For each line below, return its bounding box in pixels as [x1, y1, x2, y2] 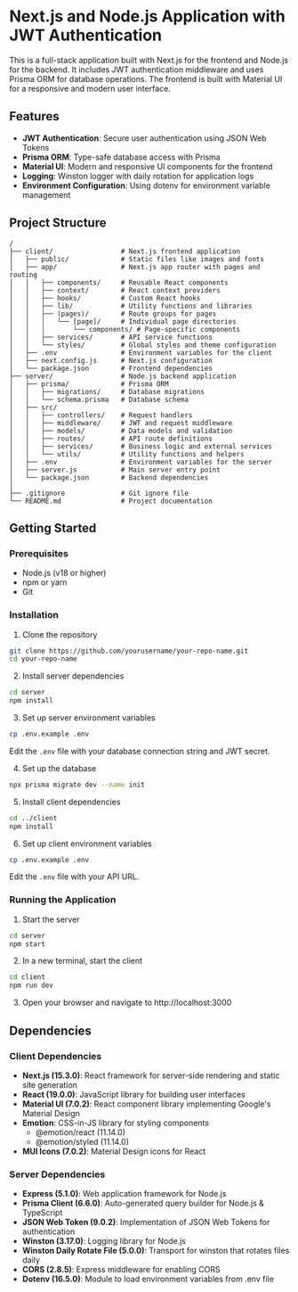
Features [9, 109, 60, 124]
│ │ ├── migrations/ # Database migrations [9, 387, 205, 396]
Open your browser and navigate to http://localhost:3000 [21, 997, 232, 1008]
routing [9, 270, 38, 279]
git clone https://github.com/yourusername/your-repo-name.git [9, 646, 249, 655]
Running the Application [9, 893, 117, 906]
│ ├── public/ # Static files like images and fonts [9, 254, 265, 264]
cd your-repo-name [9, 654, 77, 663]
